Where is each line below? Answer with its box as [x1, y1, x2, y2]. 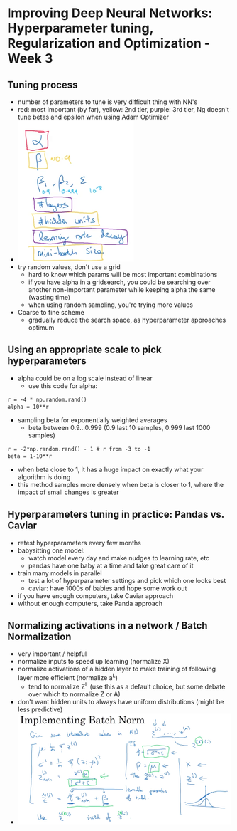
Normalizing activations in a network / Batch [7, 620, 208, 632]
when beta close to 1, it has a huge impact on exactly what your [17, 465, 204, 474]
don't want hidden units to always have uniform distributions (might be [17, 697, 224, 706]
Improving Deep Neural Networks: [7, 5, 213, 21]
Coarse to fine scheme [17, 308, 85, 316]
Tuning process [7, 78, 78, 90]
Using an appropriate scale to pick [7, 344, 162, 356]
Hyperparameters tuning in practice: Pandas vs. [7, 508, 225, 521]
